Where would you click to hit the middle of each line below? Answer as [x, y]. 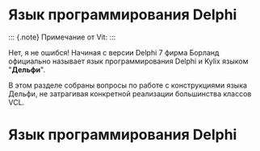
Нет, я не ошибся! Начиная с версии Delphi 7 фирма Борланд [114, 52]
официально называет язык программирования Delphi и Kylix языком [128, 61]
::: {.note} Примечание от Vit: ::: [62, 37]
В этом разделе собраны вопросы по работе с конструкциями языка [128, 85]
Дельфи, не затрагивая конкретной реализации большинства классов [130, 93]
